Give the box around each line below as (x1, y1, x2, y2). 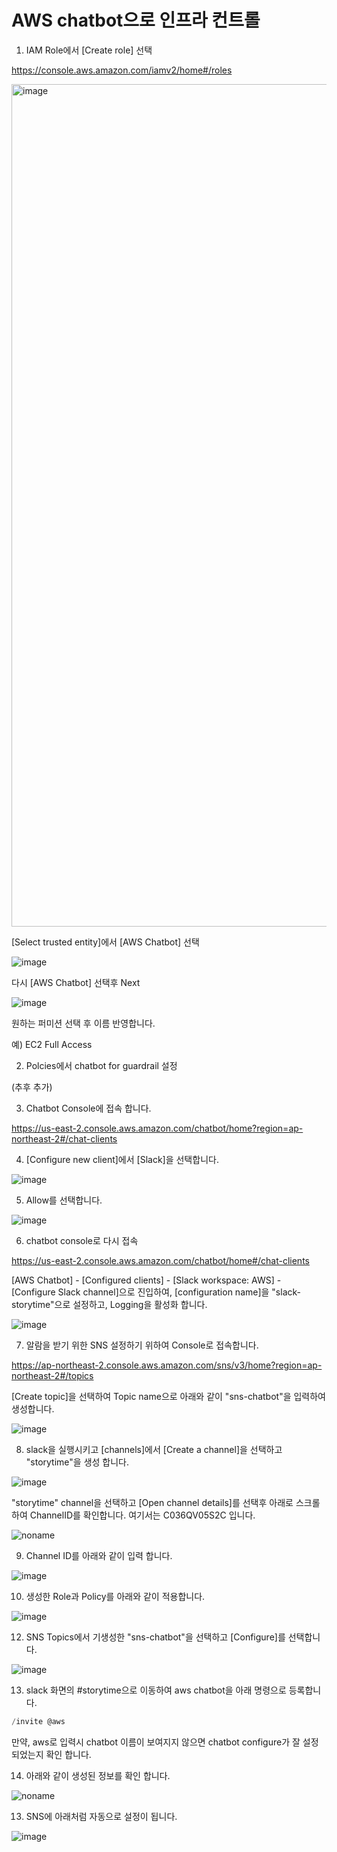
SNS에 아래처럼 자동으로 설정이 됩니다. (25, 1810, 178, 1822)
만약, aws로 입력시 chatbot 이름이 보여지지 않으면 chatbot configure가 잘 (11, 1736, 301, 1748)
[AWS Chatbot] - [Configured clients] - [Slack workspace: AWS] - (11, 1274, 282, 1286)
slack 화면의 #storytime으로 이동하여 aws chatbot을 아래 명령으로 (25, 1684, 287, 1696)
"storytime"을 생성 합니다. (25, 1456, 130, 1468)
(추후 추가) (11, 1081, 53, 1093)
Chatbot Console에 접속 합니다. (25, 1102, 152, 1114)
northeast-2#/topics (11, 1369, 94, 1381)
